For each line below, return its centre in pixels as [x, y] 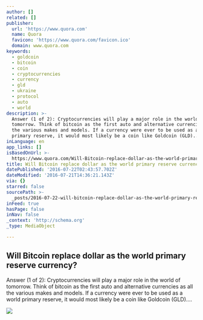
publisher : [20, 23]
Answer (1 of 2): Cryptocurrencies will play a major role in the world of [93, 280]
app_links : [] [24, 147]
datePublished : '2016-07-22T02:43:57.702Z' [62, 170]
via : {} [16, 181]
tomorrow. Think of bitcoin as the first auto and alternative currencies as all [100, 286]
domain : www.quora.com [40, 46]
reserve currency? [42, 265]
